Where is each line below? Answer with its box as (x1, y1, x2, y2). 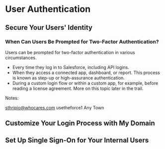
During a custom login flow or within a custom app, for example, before (12, 80, 158, 86)
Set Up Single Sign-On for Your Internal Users (5, 136, 149, 145)
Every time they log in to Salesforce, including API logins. (12, 64, 129, 70)
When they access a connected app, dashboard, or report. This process (12, 70, 160, 75)
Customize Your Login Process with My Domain (5, 119, 155, 128)
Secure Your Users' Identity (5, 23, 93, 32)
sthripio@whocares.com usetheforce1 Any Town (5, 104, 104, 110)
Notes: (5, 95, 19, 101)
